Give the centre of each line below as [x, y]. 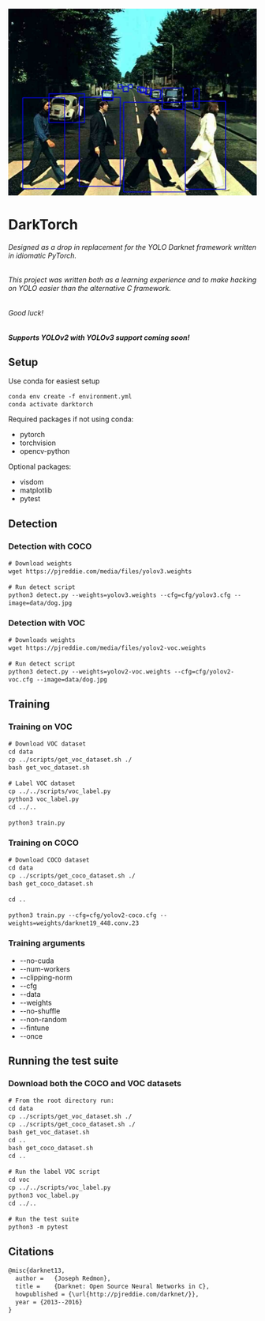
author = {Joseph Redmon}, [63, 1279]
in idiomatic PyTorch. [43, 255]
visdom [32, 482]
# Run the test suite [44, 1219]
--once [31, 1036]
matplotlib [36, 490]
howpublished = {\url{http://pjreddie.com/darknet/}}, [107, 1295]
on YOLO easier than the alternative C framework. [90, 289]
